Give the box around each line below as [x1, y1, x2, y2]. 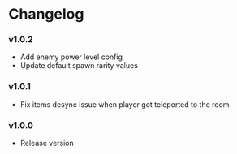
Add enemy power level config [19, 52, 123, 62]
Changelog [8, 5, 84, 24]
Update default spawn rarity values [19, 61, 138, 71]
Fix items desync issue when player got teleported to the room [19, 99, 230, 109]
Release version [19, 139, 75, 148]
